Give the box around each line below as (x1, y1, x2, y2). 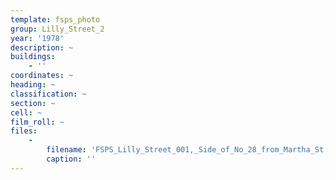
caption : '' (46, 154, 97, 164)
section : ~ (10, 98, 56, 108)
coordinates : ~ (10, 71, 74, 81)
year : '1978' (10, 33, 65, 43)
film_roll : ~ (10, 117, 65, 127)
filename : (46, 145, 87, 155)
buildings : (10, 52, 56, 62)
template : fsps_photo (10, 14, 101, 25)
